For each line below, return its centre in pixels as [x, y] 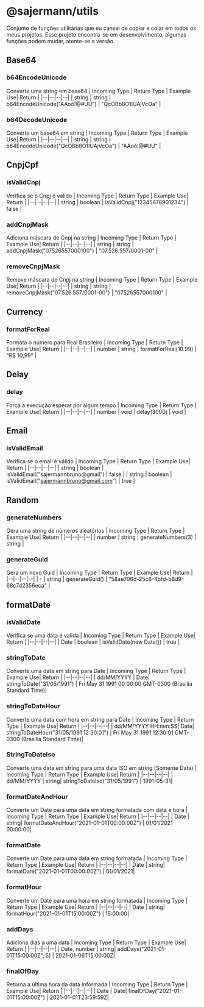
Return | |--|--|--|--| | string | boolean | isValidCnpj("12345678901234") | [97, 202]
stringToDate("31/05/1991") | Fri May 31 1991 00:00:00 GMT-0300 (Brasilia [100, 684]
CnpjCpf [23, 165]
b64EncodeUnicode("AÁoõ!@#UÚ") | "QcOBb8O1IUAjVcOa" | [84, 104]
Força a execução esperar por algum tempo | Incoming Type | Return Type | [101, 405]
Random [23, 500]
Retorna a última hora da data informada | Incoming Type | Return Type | [97, 984]
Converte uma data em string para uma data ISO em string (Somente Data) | [101, 768]
